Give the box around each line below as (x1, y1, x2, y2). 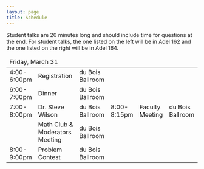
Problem (38, 145, 63, 154)
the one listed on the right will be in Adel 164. (6, 44, 119, 52)
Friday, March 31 (9, 57, 59, 66)
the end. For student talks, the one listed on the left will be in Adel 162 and (6, 38, 191, 45)
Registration (38, 71, 73, 80)
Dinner (38, 89, 58, 97)
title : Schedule (6, 15, 47, 21)
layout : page (6, 9, 39, 15)
